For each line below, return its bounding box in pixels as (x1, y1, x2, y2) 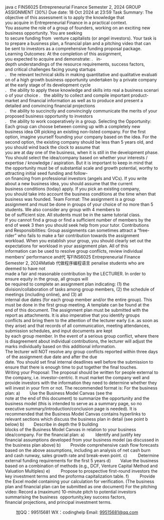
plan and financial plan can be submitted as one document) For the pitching (5, 484, 157, 489)
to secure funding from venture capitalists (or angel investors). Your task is (5, 35, 157, 41)
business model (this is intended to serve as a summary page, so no (5, 401, 143, 406)
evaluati (141, 72, 158, 77)
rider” (5, 233, 17, 238)
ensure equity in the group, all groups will (5, 276, 89, 282)
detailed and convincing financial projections (5, 103, 95, 108)
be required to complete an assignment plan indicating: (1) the (5, 281, 130, 287)
